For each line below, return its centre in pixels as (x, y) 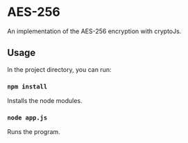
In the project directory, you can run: (59, 69)
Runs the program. (34, 132)
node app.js (27, 117)
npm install (27, 86)
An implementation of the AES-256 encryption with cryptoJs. (94, 31)
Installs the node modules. (45, 101)
